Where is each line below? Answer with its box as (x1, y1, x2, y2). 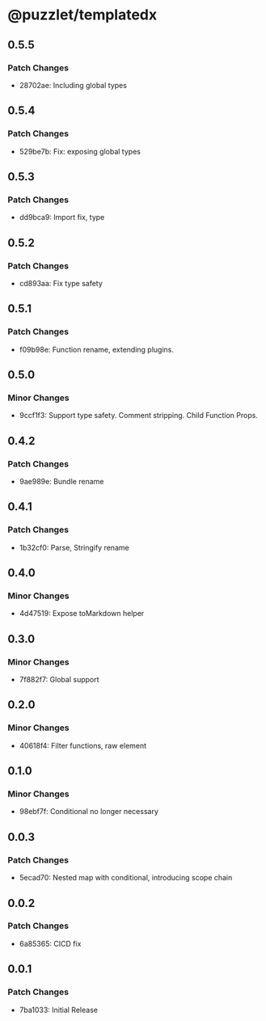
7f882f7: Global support (19, 675, 99, 685)
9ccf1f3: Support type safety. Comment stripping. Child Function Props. (19, 411, 258, 420)
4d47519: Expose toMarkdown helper (19, 609, 145, 618)
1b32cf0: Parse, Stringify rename (19, 542, 130, 552)
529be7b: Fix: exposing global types (19, 146, 141, 156)
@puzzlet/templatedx (7, 6, 158, 24)
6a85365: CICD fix (19, 939, 82, 948)
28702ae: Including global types (19, 80, 127, 90)
